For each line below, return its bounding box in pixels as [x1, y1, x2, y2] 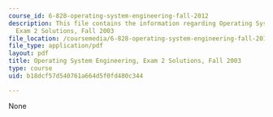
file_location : [8, 34, 60, 43]
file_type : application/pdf [8, 42, 104, 50]
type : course [8, 65, 53, 73]
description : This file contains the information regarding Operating [8, 19, 253, 27]
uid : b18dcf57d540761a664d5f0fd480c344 [8, 72, 144, 80]
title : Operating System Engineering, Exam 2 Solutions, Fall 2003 [8, 57, 242, 65]
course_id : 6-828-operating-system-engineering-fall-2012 [8, 11, 209, 20]
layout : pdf [8, 49, 49, 57]
